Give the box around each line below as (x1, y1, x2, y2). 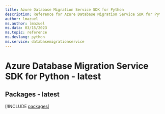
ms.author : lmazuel (5, 21, 45, 26)
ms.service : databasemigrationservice (5, 39, 84, 44)
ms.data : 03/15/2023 (5, 26, 48, 30)
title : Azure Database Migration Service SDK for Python (5, 7, 124, 12)
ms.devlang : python (5, 35, 45, 40)
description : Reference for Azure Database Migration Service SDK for (5, 12, 153, 17)
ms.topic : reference (5, 30, 48, 35)
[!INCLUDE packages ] (5, 103, 50, 109)
